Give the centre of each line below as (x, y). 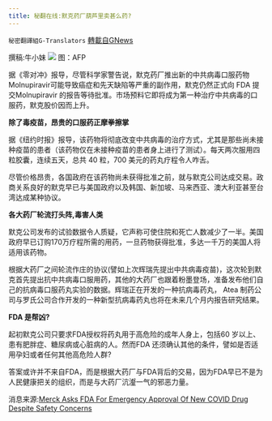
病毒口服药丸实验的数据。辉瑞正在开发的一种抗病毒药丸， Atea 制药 (142, 290)
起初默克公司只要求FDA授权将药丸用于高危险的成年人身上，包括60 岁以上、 (134, 334)
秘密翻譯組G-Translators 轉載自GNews (71, 40)
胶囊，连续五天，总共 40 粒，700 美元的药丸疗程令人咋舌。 (115, 160)
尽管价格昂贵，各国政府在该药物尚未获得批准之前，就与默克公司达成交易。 (132, 177)
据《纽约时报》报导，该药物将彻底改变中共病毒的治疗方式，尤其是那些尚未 (132, 140)
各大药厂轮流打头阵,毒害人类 (56, 214)
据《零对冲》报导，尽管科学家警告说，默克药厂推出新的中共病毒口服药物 (129, 75)
